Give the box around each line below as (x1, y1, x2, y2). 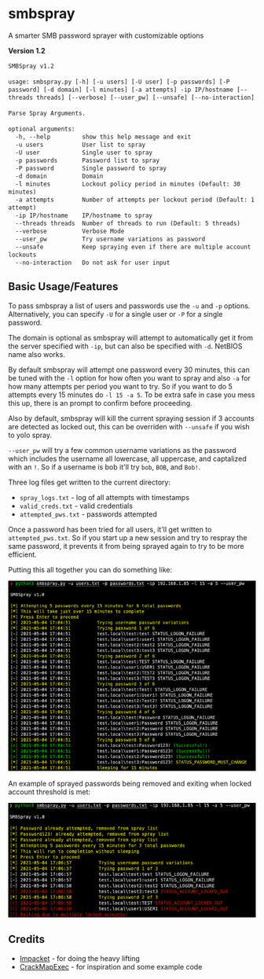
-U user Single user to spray (15, 149, 153, 156)
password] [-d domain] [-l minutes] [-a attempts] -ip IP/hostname (8, 86, 234, 94)
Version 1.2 (8, 46, 46, 55)
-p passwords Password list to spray (15, 156, 159, 164)
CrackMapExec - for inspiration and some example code (19, 962, 203, 971)
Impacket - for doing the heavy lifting (19, 953, 140, 963)
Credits (8, 933, 46, 946)
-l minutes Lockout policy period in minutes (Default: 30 (15, 180, 241, 188)
